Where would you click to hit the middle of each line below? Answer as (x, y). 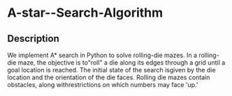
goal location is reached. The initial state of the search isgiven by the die (111, 70)
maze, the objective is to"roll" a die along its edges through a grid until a (122, 63)
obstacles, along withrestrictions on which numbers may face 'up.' (103, 85)
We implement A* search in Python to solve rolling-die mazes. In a (102, 55)
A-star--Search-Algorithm (85, 13)
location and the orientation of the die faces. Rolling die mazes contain (109, 77)
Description (33, 39)
